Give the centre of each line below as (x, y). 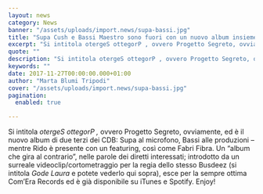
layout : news (29, 15)
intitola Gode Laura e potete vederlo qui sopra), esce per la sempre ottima (128, 174)
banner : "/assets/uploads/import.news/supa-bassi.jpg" (99, 30)
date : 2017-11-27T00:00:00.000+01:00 (70, 74)
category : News (33, 23)
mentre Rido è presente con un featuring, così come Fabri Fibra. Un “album (129, 149)
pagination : (27, 95)
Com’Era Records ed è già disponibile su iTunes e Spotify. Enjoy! (112, 181)
